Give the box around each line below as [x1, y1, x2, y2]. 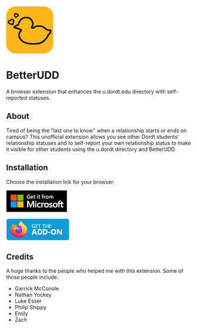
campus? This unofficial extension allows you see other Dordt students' [6, 133, 179, 140]
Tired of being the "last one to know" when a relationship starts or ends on [6, 127, 187, 134]
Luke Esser [14, 297, 42, 304]
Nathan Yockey [14, 292, 52, 299]
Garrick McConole [14, 285, 59, 292]
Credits [6, 252, 34, 262]
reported [6, 94, 28, 101]
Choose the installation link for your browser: [6, 178, 115, 185]
